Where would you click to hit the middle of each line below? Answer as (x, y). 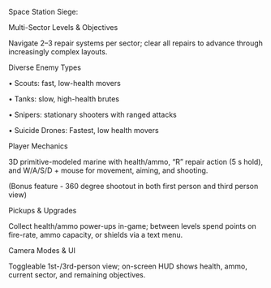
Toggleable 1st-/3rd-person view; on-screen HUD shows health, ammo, (128, 266)
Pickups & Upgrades (43, 211)
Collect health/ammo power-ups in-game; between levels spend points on (133, 226)
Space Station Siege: (43, 12)
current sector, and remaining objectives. (77, 275)
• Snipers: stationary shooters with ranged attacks (92, 114)
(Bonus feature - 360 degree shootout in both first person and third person (133, 186)
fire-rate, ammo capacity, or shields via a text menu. (96, 235)
